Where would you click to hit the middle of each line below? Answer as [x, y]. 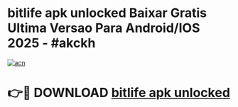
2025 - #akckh [52, 43]
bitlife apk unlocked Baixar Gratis [107, 13]
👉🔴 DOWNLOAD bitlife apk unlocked [119, 93]
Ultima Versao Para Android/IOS [104, 28]
